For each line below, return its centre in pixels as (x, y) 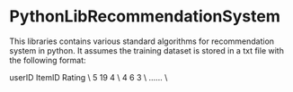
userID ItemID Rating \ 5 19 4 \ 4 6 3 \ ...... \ (89, 77)
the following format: (48, 60)
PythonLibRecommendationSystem (145, 17)
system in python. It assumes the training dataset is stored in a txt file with (147, 50)
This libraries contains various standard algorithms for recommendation (142, 41)
